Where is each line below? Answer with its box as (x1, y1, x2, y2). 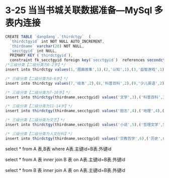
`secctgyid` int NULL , (10, 48, 57, 53)
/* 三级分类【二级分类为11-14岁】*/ (5, 104, 73, 109)
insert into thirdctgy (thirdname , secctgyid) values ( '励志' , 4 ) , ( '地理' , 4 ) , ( (5, 108, 164, 113)
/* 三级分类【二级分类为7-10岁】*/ (5, 90, 71, 95)
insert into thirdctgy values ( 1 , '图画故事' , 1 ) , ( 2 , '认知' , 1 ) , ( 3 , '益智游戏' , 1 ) (5, 67, 164, 72)
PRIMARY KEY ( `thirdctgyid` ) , (10, 53, 73, 58)
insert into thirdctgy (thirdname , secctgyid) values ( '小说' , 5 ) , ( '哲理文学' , (5, 122, 163, 128)
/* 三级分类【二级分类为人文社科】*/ (5, 131, 73, 136)
